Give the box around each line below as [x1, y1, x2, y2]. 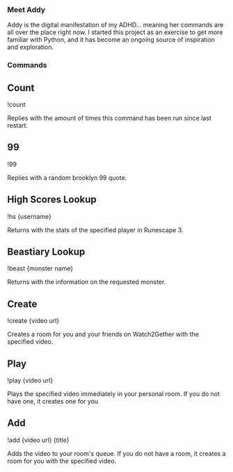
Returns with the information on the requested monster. [7, 277, 166, 287]
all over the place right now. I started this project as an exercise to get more [7, 28, 223, 36]
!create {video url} [7, 317, 60, 325]
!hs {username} [7, 212, 52, 220]
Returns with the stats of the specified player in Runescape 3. [7, 225, 184, 234]
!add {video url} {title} [7, 436, 70, 444]
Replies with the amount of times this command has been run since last [7, 114, 212, 123]
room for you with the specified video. [7, 457, 117, 465]
